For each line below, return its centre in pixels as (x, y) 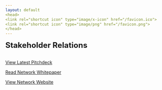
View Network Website (29, 82)
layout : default (23, 10)
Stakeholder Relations (46, 45)
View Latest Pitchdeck (29, 63)
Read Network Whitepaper (33, 72)
